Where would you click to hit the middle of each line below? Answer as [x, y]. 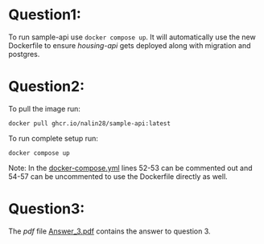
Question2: [46, 87]
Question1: [45, 15]
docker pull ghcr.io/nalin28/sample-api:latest [90, 123]
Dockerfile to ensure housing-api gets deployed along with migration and [130, 45]
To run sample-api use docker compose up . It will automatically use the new [132, 37]
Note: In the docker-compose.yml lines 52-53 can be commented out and [130, 168]
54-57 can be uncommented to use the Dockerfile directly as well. [118, 176]
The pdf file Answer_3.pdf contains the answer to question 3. [109, 231]
